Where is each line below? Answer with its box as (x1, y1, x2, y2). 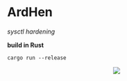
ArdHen (7, 4, 53, 20)
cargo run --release (7, 54, 67, 61)
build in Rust (7, 40, 44, 49)
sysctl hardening (7, 27, 56, 36)
